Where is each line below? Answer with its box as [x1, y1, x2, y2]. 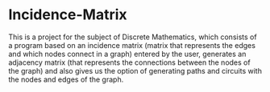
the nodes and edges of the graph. [8, 74, 124, 84]
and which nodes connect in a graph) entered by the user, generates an [8, 49, 247, 58]
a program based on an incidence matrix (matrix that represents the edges [8, 40, 256, 50]
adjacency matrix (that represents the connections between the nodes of [8, 58, 251, 67]
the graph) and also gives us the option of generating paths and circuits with [8, 66, 262, 75]
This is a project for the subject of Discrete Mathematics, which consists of [8, 32, 257, 42]
